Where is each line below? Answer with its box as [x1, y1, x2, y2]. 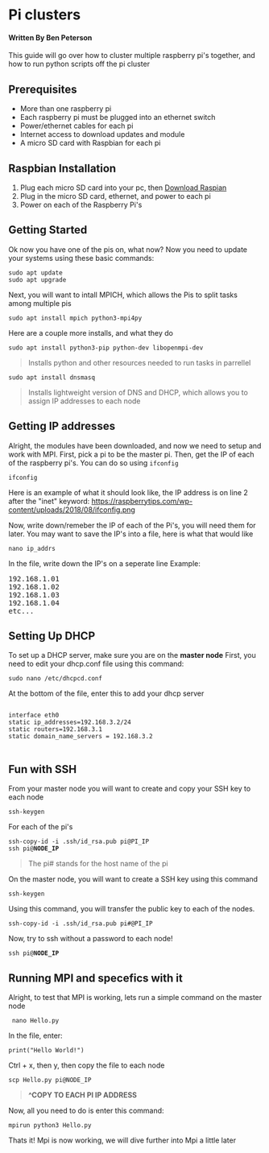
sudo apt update [8, 268, 63, 277]
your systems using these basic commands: [8, 253, 155, 262]
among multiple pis [8, 298, 72, 308]
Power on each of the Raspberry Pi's [19, 200, 143, 210]
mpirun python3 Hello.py [8, 1122, 92, 1130]
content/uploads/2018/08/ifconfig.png [8, 505, 135, 515]
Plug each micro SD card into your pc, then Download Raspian [19, 183, 227, 192]
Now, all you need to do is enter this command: [8, 1105, 164, 1116]
